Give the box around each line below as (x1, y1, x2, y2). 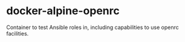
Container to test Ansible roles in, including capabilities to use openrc (6, 24, 180, 31)
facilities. (6, 30, 29, 37)
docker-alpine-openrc (6, 4, 120, 18)
